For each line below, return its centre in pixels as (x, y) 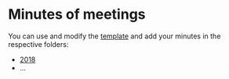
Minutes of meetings (77, 14)
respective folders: (38, 44)
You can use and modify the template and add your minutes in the (114, 36)
